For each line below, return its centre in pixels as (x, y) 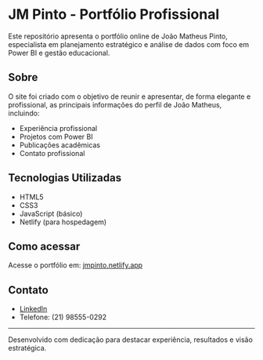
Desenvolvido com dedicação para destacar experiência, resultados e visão (130, 340)
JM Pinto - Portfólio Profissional (114, 15)
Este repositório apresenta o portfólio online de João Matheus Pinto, (118, 36)
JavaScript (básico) (51, 213)
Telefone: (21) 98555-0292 (63, 317)
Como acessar (44, 246)
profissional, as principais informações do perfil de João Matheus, (115, 104)
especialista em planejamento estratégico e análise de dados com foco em (128, 44)
